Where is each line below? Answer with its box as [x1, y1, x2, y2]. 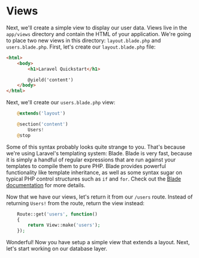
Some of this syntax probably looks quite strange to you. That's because [6, 143, 186, 151]
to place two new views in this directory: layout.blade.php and [6, 37, 161, 44]
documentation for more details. [6, 181, 86, 188]
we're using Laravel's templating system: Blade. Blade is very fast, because [6, 149, 192, 157]
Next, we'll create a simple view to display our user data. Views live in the [6, 24, 188, 31]
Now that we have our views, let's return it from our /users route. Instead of [6, 193, 193, 200]
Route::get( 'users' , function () [17, 211, 98, 217]
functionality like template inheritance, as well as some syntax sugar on [6, 169, 183, 176]
